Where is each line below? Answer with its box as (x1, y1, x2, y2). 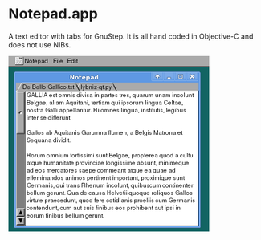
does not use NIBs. (8, 39, 71, 49)
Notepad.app (8, 5, 98, 23)
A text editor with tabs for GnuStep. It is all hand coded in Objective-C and (8, 31, 254, 41)
